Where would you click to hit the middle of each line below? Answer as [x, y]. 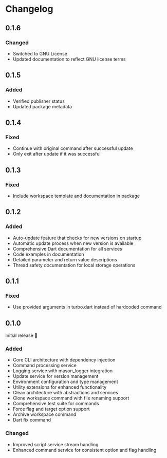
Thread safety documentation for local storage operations [74, 265]
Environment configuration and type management [65, 382]
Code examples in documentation [48, 254]
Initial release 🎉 [22, 336]
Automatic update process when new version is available [73, 243]
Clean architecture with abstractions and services [65, 393]
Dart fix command [32, 420]
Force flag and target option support [51, 409]
